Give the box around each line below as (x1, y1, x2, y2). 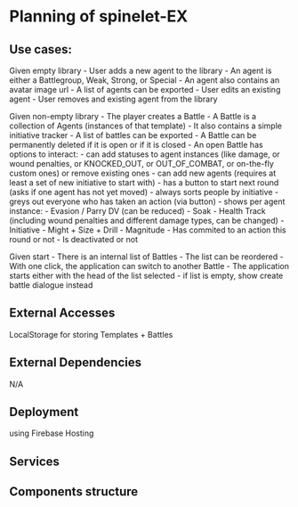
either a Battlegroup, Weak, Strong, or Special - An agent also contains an (9, 75, 280, 86)
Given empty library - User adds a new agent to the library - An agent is (9, 65, 272, 76)
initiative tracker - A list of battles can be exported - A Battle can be (9, 130, 257, 140)
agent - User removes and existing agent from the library (9, 94, 218, 104)
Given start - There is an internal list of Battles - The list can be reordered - (9, 251, 284, 262)
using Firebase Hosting (9, 428, 94, 438)
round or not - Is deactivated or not (9, 234, 139, 244)
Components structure (9, 484, 139, 500)
